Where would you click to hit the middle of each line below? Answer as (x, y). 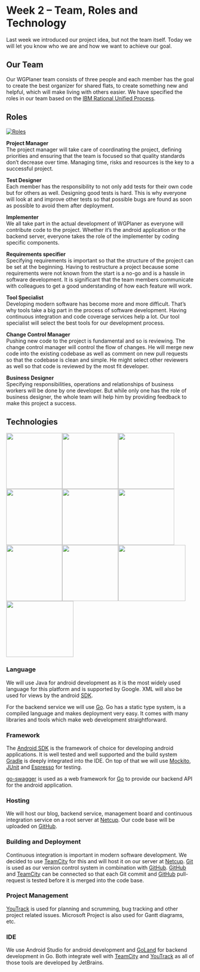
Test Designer (24, 180)
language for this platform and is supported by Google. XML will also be (94, 689)
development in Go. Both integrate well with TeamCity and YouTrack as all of (100, 956)
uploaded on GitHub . (32, 826)
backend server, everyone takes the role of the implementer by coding (93, 236)
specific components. (33, 242)
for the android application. (39, 785)
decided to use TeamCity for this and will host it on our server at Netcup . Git (100, 861)
